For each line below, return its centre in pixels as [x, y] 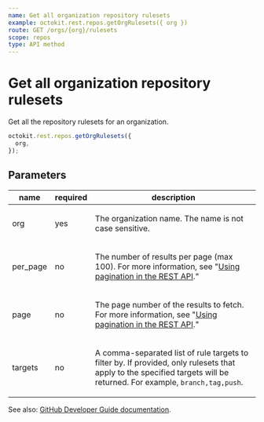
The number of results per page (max [164, 256]
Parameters [37, 175]
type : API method [37, 45]
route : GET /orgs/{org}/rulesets [63, 30]
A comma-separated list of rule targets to [172, 352]
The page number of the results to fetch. [169, 304]
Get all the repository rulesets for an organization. [88, 122]
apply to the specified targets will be [162, 372]
